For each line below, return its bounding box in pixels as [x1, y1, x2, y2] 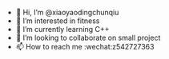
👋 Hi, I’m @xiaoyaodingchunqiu [15, 8, 119, 17]
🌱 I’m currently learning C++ [15, 25, 110, 33]
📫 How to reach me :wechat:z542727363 [15, 42, 155, 51]
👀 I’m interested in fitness [15, 16, 100, 26]
